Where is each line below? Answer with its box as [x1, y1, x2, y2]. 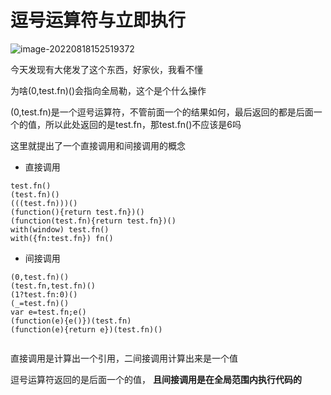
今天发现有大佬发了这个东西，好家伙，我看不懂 [10, 63, 203, 75]
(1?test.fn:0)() [10, 289, 78, 300]
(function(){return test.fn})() [10, 207, 145, 217]
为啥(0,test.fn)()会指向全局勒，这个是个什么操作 [10, 84, 207, 96]
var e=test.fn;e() [10, 307, 87, 317]
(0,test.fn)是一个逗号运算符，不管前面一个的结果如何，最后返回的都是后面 [10, 106, 314, 118]
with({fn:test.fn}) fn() [10, 233, 114, 243]
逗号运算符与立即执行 [10, 9, 187, 32]
